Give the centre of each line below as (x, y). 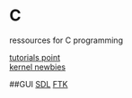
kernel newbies (37, 67)
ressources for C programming (66, 40)
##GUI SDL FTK (39, 84)
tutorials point (35, 57)
